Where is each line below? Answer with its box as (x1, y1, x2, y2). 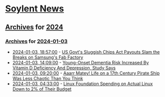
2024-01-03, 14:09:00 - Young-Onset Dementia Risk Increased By (12, 59, 149, 65)
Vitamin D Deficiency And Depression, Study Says (12, 65, 116, 71)
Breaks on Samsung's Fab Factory (12, 54, 83, 60)
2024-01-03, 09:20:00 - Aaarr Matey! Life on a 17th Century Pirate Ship (12, 70, 160, 76)
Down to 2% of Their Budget (12, 86, 71, 92)
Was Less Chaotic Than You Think (12, 75, 83, 81)
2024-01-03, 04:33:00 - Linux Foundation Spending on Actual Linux (12, 81, 153, 87)
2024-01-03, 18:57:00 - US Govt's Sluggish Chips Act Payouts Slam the (12, 49, 160, 55)
